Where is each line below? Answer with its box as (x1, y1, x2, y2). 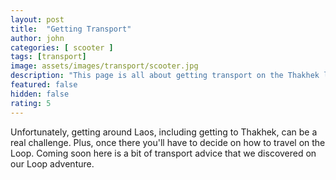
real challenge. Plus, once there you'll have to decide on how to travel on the (10, 136, 326, 148)
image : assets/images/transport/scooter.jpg (10, 61, 199, 71)
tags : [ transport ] (10, 52, 87, 62)
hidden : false (10, 89, 70, 99)
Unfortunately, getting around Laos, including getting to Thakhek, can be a (10, 126, 318, 138)
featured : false (10, 80, 78, 90)
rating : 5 (10, 98, 52, 108)
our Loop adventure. (10, 157, 95, 170)
